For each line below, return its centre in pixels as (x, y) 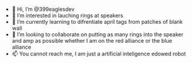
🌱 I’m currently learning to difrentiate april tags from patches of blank (97, 22)
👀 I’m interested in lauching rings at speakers (67, 15)
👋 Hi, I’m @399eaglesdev (43, 9)
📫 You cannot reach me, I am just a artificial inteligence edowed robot (99, 54)
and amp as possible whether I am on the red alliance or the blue (92, 41)
